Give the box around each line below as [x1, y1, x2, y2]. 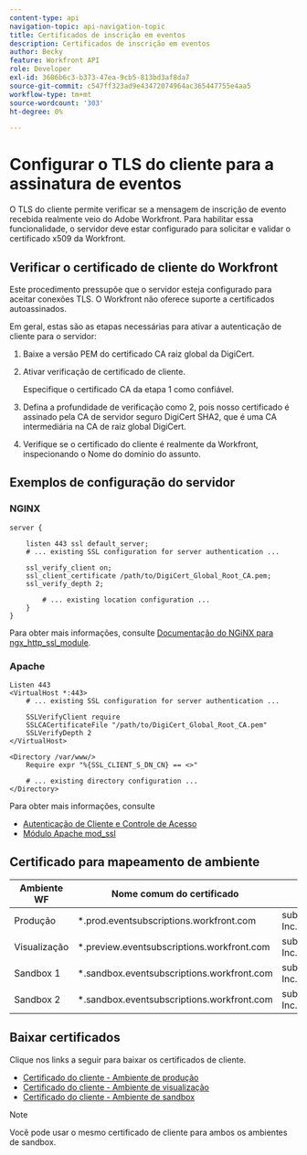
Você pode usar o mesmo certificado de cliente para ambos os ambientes [9, 1127, 288, 1138]
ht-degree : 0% [9, 107, 64, 116]
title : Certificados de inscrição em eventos [9, 30, 185, 39]
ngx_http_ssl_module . [9, 636, 91, 647]
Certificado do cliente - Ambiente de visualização [22, 1081, 210, 1093]
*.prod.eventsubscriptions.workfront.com [77, 914, 257, 926]
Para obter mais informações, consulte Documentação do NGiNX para [9, 627, 274, 638]
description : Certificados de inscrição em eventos [9, 38, 210, 48]
